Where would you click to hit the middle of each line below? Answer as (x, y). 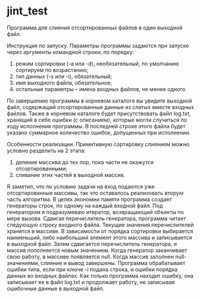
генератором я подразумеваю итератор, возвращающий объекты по (96, 212)
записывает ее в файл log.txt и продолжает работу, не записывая (91, 282)
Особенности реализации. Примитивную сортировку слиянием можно (98, 144)
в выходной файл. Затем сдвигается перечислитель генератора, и (92, 243)
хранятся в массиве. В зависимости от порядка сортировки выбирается (100, 231)
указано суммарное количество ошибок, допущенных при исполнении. (99, 133)
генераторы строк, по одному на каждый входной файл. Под (85, 206)
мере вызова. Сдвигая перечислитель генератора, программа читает (96, 218)
